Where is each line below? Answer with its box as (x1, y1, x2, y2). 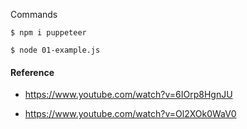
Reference (10, 66, 55, 78)
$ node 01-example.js (10, 45, 101, 55)
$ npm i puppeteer (10, 28, 87, 38)
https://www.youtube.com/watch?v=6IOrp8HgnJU (24, 89, 233, 101)
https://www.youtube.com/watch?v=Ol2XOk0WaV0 (24, 108, 237, 120)
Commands (10, 9, 58, 20)
